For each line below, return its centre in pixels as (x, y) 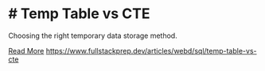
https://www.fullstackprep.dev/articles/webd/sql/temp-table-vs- (151, 50)
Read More (26, 50)
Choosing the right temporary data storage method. (93, 35)
